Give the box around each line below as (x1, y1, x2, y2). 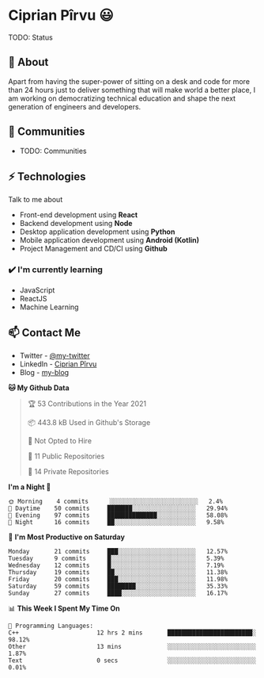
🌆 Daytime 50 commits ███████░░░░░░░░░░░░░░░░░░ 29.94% (8, 504, 228, 513)
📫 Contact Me (8, 326, 81, 339)
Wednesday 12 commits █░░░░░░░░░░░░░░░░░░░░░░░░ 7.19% (8, 561, 224, 569)
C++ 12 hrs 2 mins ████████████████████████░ (8, 629, 257, 637)
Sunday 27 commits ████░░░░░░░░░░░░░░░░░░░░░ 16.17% (8, 589, 228, 597)
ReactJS (19, 293, 47, 303)
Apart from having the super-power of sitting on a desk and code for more (8, 76, 251, 86)
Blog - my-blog (19, 368, 70, 377)
